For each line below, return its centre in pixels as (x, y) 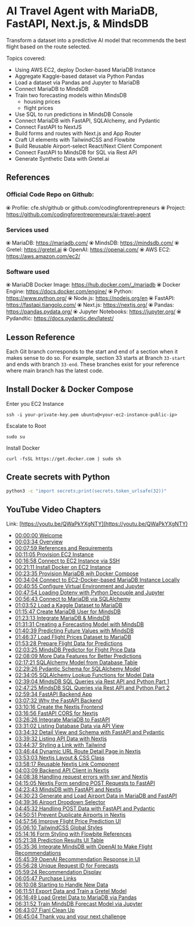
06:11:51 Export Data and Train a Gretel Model (71, 891)
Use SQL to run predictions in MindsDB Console (74, 114)
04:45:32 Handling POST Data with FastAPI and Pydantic (85, 809)
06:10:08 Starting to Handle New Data (61, 885)
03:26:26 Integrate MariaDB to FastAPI (62, 720)
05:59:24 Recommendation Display (58, 872)
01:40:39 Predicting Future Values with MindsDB (74, 631)
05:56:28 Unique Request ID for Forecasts (67, 866)
